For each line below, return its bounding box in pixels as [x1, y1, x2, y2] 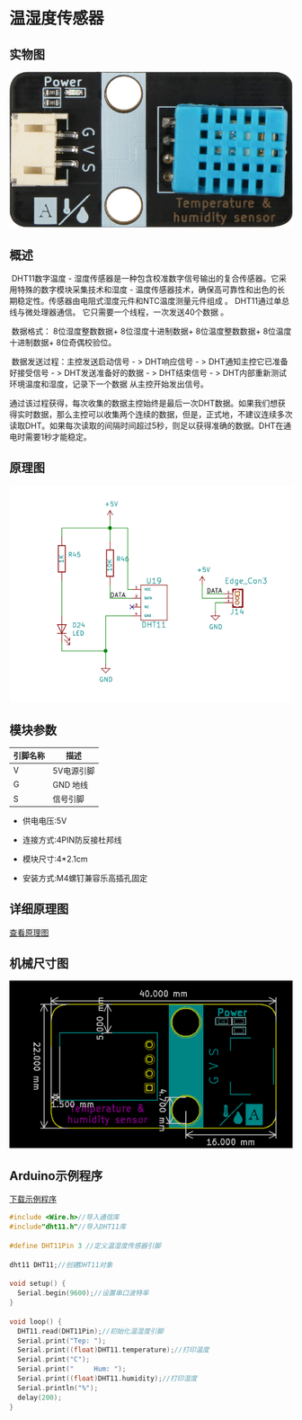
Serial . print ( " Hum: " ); [17, 1364, 127, 1374]
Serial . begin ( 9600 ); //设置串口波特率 [17, 1289, 149, 1298]
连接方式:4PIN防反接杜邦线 [22, 834, 123, 845]
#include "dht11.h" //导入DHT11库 [9, 1222, 127, 1232]
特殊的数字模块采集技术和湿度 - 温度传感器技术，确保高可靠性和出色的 [16, 284, 278, 295]
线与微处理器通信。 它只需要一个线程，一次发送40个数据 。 [9, 307, 229, 317]
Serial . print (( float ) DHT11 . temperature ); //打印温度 [17, 1345, 209, 1354]
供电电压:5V [22, 815, 67, 826]
